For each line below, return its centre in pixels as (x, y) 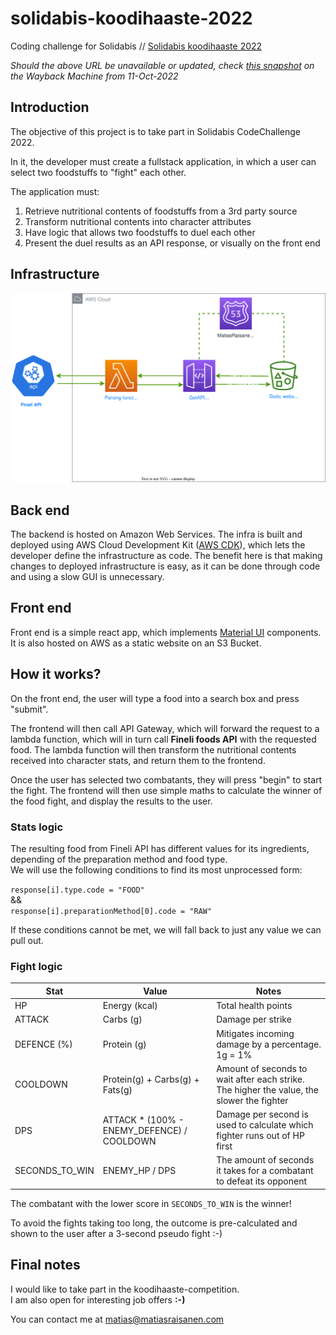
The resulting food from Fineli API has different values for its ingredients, (160, 848)
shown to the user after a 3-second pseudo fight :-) (116, 1233)
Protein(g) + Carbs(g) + (151, 1079)
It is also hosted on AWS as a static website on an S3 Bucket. (136, 643)
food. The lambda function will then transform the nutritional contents (153, 749)
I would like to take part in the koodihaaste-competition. (125, 1289)
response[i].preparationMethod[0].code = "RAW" (111, 911)
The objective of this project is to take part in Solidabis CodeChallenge (155, 131)
